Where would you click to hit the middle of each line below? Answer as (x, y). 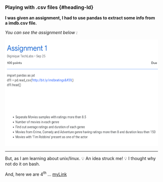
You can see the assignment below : (41, 33)
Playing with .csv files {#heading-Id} (49, 7)
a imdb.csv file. (21, 23)
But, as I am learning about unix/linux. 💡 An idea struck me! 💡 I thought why (81, 159)
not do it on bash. (23, 164)
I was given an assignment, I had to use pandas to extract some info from (80, 18)
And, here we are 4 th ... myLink (36, 174)
